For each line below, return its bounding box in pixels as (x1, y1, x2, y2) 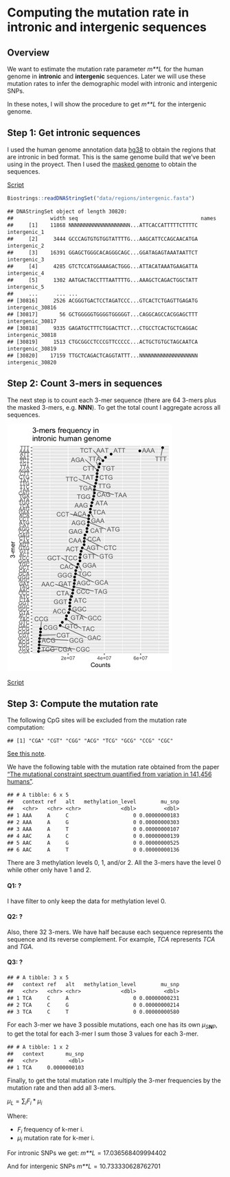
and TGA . (7, 942, 34, 951)
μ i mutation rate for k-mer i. (16, 1134, 95, 1144)
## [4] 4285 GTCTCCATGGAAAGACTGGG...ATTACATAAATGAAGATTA (7, 263, 198, 270)
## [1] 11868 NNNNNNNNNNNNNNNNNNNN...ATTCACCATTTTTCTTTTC (7, 222, 198, 229)
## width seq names (7, 215, 216, 222)
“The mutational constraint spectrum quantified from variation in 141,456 (7, 770, 212, 778)
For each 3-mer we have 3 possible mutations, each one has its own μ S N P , (7, 1021, 218, 1030)
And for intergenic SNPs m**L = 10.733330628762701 (7, 1162, 161, 1171)
